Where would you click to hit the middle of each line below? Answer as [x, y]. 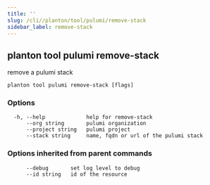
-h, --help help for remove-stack [83, 117]
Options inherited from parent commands [80, 153]
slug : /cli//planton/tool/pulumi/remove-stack [77, 20]
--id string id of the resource [77, 174]
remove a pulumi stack [40, 72]
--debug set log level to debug [83, 168]
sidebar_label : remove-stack [50, 27]
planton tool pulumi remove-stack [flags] [70, 85]
